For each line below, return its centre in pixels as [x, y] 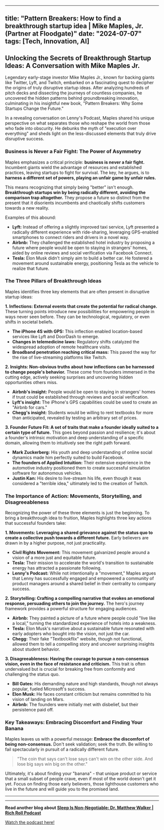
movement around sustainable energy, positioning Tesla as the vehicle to [85, 263]
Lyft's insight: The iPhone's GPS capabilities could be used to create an [85, 402]
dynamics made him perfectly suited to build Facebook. [68, 457]
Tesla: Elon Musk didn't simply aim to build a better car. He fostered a [82, 258]
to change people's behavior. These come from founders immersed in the [80, 372]
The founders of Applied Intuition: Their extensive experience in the [81, 463]
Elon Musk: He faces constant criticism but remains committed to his [82, 694]
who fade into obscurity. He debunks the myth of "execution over [71, 128]
